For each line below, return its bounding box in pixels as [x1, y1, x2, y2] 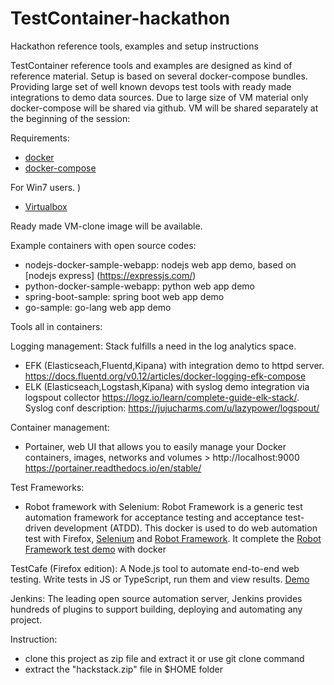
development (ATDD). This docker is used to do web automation [53, 522, 318, 534]
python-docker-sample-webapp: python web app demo [24, 280, 255, 292]
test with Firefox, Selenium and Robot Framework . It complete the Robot [24, 532, 322, 544]
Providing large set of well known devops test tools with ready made [10, 80, 292, 92]
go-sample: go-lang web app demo [24, 301, 172, 313]
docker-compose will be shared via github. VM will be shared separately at [10, 102, 319, 114]
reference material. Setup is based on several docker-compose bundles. [10, 70, 308, 82]
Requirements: [10, 132, 70, 144]
